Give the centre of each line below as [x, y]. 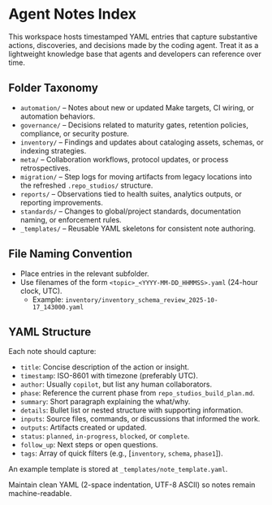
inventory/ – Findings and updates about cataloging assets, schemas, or [142, 142]
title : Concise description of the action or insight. [104, 367]
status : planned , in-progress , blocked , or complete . [105, 436]
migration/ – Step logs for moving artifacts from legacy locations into [136, 176]
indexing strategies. [53, 150]
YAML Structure [50, 332]
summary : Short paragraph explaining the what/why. [105, 402]
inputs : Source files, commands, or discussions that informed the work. [140, 419]
